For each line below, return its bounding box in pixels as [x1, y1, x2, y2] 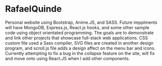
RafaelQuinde [5, 3, 62, 15]
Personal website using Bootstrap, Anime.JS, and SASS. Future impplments [5, 19, 158, 25]
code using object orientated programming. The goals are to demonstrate [5, 30, 154, 35]
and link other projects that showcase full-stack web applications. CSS [5, 35, 148, 41]
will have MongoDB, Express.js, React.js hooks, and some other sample [5, 24, 150, 30]
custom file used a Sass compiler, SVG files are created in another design [5, 40, 154, 46]
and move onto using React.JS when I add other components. [5, 55, 130, 61]
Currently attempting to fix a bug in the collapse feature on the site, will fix [5, 50, 155, 56]
